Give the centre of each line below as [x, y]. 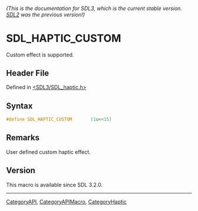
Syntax [19, 106]
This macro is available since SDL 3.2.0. [55, 184]
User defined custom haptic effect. [49, 152]
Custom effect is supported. [40, 55]
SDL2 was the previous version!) [46, 14]
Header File [28, 73]
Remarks [23, 138]
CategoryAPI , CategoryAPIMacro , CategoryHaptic [66, 202]
